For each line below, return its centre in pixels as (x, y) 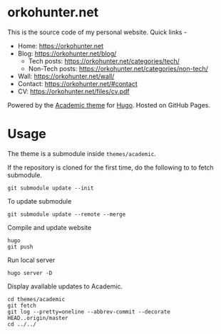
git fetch (22, 306)
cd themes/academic (36, 299)
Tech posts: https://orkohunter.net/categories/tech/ (104, 61)
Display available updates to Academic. (65, 286)
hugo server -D (30, 273)
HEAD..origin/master (38, 318)
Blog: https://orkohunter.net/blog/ (67, 53)
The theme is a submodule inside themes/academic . (82, 153)
